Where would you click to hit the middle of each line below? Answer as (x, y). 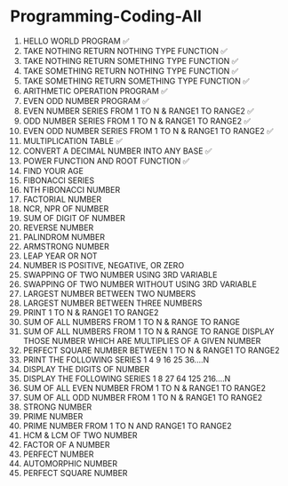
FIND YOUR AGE (53, 171)
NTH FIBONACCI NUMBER (72, 189)
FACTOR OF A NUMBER (66, 444)
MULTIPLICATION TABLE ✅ (73, 140)
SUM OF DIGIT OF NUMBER (74, 218)
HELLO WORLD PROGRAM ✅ (76, 41)
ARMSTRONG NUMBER (66, 246)
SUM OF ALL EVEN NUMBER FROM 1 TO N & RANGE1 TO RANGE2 (144, 387)
